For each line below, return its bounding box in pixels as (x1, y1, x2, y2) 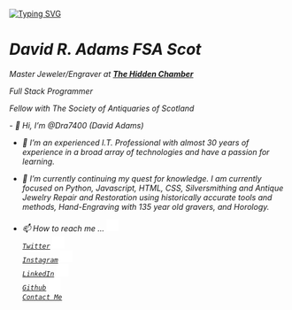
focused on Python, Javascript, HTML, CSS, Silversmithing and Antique (21, 182, 284, 193)
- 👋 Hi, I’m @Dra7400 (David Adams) (9, 120, 144, 130)
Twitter (21, 242, 50, 251)
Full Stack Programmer (9, 85, 93, 97)
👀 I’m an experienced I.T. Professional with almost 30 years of (21, 137, 250, 148)
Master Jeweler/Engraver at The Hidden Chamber (9, 68, 194, 79)
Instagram (21, 255, 59, 265)
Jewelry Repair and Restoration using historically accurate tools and (21, 191, 273, 203)
